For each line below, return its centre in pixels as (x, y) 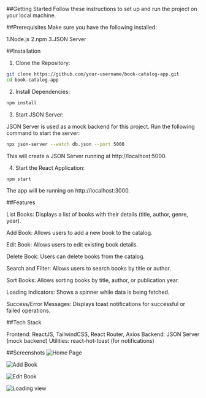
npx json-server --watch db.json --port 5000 (65, 144)
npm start (19, 179)
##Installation (24, 51)
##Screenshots (26, 353)
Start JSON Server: (40, 114)
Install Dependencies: (43, 91)
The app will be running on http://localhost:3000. (68, 191)
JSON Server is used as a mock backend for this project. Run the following (101, 126)
